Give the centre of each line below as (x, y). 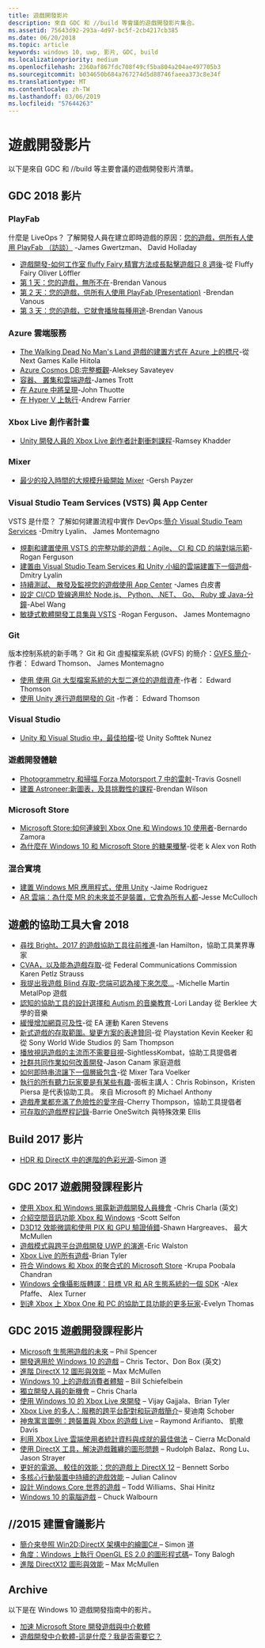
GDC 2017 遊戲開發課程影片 (76, 1187)
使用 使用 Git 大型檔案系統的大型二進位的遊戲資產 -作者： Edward (125, 680)
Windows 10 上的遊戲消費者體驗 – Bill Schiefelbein (101, 1381)
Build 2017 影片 (46, 1139)
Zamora (32, 837)
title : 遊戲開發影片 (38, 15)
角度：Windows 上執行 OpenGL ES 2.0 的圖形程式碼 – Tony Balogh (127, 1555)
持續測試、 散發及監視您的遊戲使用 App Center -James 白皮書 (120, 584)
